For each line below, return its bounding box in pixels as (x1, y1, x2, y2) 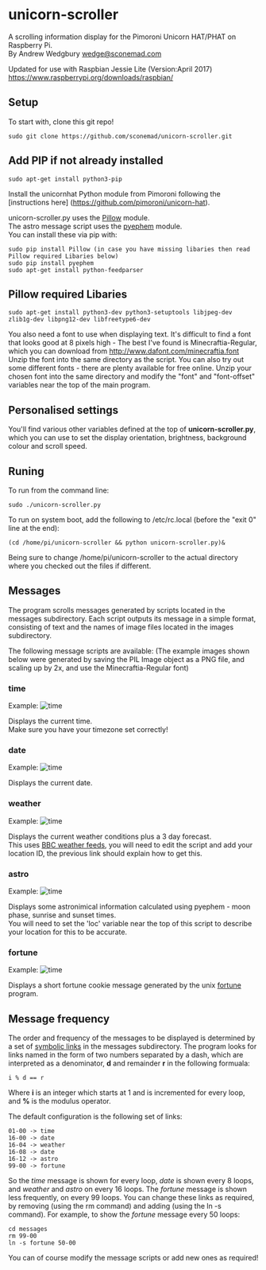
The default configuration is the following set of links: (8, 1112, 183, 1121)
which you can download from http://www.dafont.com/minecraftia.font (8, 346, 240, 356)
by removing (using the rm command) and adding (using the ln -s (8, 1202, 222, 1211)
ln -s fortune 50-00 (8, 1239, 77, 1247)
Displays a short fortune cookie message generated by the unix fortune (8, 980, 242, 990)
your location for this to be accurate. (8, 927, 128, 937)
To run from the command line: (8, 485, 110, 495)
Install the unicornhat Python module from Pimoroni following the (8, 189, 221, 198)
